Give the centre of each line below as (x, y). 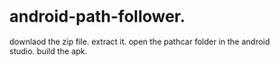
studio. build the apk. (48, 50)
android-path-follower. (98, 17)
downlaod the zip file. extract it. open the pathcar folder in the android (140, 41)
